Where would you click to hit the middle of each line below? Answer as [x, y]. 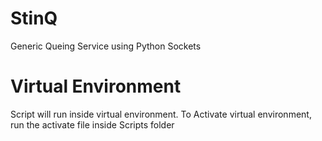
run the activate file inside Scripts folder [92, 124]
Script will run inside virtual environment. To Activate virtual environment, [161, 114]
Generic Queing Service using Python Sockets [106, 46]
